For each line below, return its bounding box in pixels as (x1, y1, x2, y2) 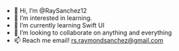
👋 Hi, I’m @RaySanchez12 (13, 7, 87, 14)
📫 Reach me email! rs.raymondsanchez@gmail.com (13, 37, 164, 44)
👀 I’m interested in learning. (13, 14, 92, 22)
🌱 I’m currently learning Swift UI (13, 21, 105, 29)
